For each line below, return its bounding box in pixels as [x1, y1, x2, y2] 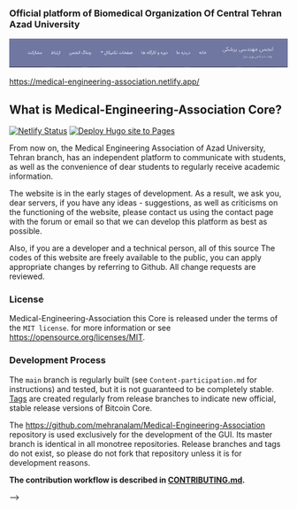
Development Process [9, 354, 106, 366]
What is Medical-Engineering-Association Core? [9, 102, 283, 117]
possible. [9, 226, 42, 236]
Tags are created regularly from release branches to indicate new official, [9, 393, 277, 404]
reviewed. [9, 271, 46, 281]
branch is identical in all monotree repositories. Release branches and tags [9, 438, 281, 449]
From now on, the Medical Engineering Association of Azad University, [9, 143, 266, 153]
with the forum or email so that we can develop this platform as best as [9, 216, 268, 227]
